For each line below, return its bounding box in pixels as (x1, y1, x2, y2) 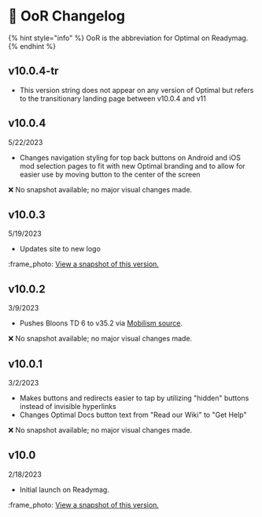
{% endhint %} (8, 41, 57, 50)
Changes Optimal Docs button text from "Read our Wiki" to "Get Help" (19, 410, 247, 419)
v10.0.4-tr (8, 65, 59, 78)
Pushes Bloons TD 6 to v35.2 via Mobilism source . (19, 318, 183, 328)
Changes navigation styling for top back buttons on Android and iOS (19, 153, 242, 162)
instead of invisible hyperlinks (19, 402, 116, 411)
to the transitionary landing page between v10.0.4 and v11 (19, 94, 206, 103)
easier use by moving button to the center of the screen (19, 169, 201, 179)
